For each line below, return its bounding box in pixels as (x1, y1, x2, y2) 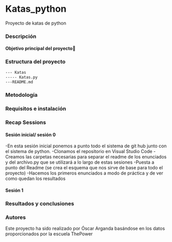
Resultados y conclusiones (5, 200, 74, 207)
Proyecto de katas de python (5, 20, 67, 26)
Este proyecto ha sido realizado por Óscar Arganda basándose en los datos (5, 226, 165, 232)
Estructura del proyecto (5, 58, 66, 65)
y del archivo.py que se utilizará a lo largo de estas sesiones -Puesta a (5, 159, 155, 165)
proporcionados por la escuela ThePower (5, 231, 93, 237)
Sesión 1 (5, 187, 24, 193)
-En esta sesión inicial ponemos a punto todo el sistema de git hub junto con (5, 143, 167, 149)
